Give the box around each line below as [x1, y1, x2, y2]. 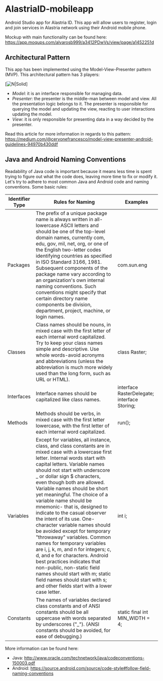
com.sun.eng [117, 262, 147, 268]
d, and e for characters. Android [35, 552, 108, 559]
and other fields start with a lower [35, 582, 113, 589]
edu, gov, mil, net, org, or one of [35, 240, 109, 247]
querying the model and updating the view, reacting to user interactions [12, 106, 155, 112]
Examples [125, 198, 148, 205]
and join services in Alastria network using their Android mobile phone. [5, 24, 147, 30]
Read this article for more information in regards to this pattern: [5, 131, 131, 137]
